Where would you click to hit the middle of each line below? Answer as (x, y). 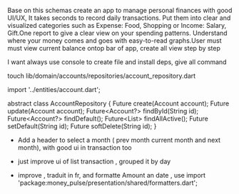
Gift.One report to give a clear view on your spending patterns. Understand (117, 33)
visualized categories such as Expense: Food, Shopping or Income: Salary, (117, 25)
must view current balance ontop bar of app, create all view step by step (114, 48)
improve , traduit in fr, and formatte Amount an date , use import (111, 175)
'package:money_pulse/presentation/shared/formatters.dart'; (107, 183)
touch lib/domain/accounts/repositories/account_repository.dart (102, 76)
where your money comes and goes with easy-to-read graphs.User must (115, 41)
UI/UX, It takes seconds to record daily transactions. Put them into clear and (119, 18)
